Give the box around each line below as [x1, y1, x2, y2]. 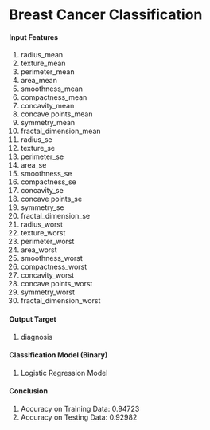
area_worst [20, 245, 58, 254]
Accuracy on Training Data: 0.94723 [20, 404, 140, 413]
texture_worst [20, 228, 66, 238]
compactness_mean [20, 93, 87, 102]
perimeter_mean [20, 67, 75, 77]
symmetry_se [20, 203, 64, 212]
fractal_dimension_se [20, 211, 91, 221]
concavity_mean [20, 101, 75, 111]
